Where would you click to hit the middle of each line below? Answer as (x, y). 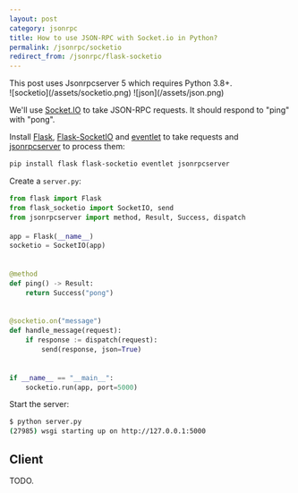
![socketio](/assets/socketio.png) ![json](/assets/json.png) (117, 93)
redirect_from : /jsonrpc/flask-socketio (86, 57)
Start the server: (39, 404)
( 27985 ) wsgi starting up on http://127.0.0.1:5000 (107, 431)
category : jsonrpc (43, 28)
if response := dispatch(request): (92, 340)
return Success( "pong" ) (70, 293)
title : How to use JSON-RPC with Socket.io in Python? (114, 38)
